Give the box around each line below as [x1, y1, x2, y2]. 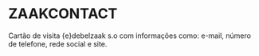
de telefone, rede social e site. [8, 39, 108, 48]
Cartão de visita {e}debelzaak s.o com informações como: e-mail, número [8, 31, 251, 40]
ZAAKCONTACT [8, 5, 118, 23]
